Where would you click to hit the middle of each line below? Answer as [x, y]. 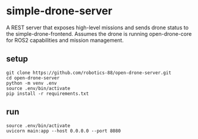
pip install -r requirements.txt [48, 94]
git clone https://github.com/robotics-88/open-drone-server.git [89, 73]
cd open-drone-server [33, 78]
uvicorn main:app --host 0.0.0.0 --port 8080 [63, 131]
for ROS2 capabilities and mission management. [65, 40]
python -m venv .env [32, 83]
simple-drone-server [59, 11]
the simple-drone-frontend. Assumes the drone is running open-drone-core [99, 33]
